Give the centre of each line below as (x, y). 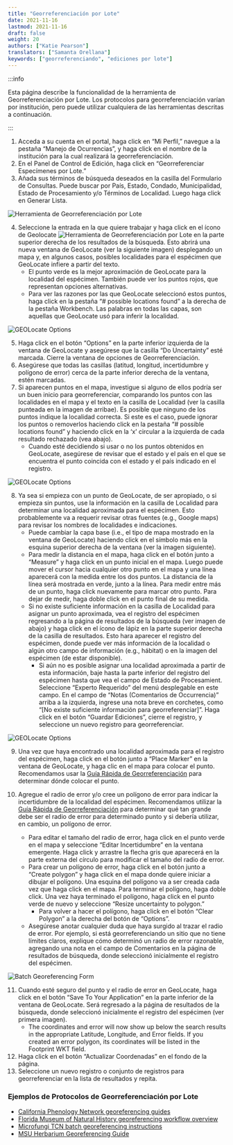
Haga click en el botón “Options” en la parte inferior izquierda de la (114, 343)
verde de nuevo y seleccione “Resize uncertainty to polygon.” (116, 904)
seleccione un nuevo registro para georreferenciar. (111, 724)
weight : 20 (24, 40)
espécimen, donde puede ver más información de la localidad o (119, 643)
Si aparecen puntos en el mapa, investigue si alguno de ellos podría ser (120, 387)
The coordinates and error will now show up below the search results (127, 1027)
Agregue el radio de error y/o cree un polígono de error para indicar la (118, 794)
